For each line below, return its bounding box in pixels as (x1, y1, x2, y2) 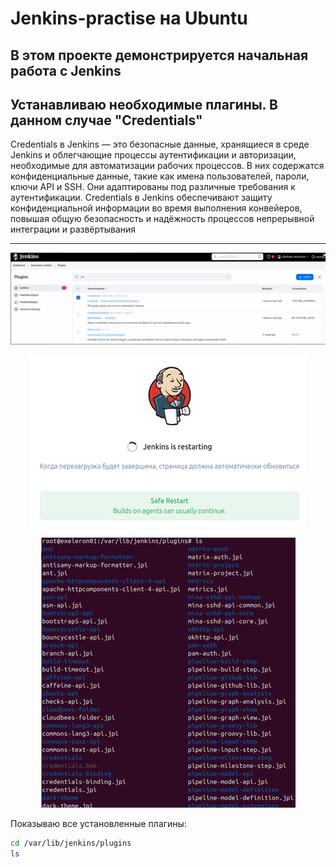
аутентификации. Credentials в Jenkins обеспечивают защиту (10, 192, 273, 204)
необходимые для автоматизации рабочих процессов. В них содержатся (10, 160, 325, 172)
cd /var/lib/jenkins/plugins (10, 838, 132, 849)
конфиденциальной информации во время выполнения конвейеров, (10, 202, 303, 214)
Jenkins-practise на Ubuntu (10, 7, 248, 30)
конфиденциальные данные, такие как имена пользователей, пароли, (10, 170, 310, 182)
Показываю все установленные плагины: (10, 818, 187, 830)
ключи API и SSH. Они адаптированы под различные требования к (10, 181, 296, 193)
